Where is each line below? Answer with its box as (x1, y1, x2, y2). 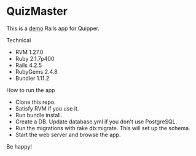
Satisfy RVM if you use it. (15, 104, 79, 112)
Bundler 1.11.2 (15, 74, 50, 82)
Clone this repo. (15, 98, 56, 106)
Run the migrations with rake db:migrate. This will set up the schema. (15, 124, 190, 131)
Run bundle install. (15, 111, 63, 119)
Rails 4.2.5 (15, 61, 42, 69)
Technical (6, 36, 31, 44)
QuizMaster (6, 4, 68, 18)
